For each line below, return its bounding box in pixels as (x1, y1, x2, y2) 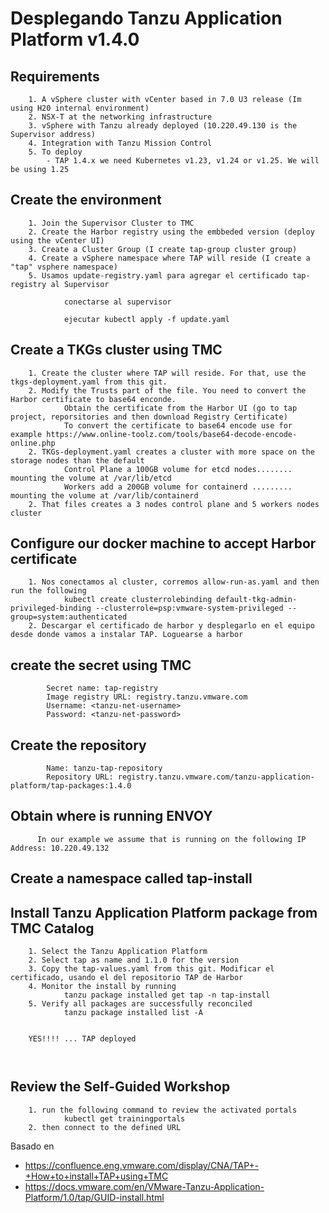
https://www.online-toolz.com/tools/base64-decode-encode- (46, 429, 298, 439)
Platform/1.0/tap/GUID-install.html (24, 1191, 165, 1203)
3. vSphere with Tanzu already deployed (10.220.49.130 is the (28, 121, 298, 131)
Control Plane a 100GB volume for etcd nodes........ (63, 464, 293, 474)
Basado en (10, 1140, 55, 1152)
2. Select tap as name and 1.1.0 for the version (28, 955, 240, 966)
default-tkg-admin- (216, 595, 298, 605)
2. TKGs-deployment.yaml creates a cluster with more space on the (28, 447, 315, 457)
